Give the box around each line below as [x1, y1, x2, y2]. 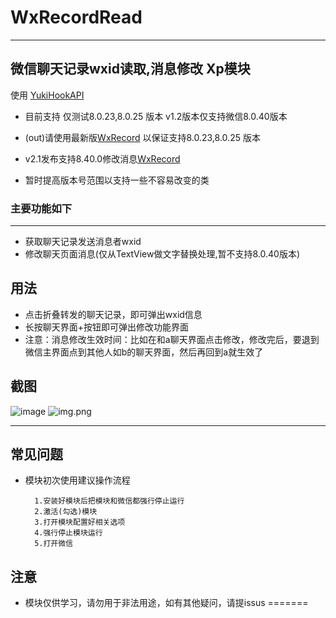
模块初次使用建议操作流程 [24, 474, 131, 486]
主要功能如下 [10, 201, 73, 215]
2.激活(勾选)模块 [34, 507, 98, 517]
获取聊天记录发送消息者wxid [24, 236, 142, 248]
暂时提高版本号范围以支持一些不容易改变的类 [24, 174, 210, 186]
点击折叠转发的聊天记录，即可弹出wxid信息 [24, 308, 203, 320]
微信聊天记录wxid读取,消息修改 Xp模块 [10, 61, 251, 78]
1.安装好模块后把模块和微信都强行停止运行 [34, 496, 185, 506]
